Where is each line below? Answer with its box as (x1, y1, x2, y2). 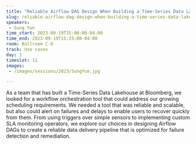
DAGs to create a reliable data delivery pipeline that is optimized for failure (6, 127, 185, 134)
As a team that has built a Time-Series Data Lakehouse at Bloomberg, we (6, 89, 182, 96)
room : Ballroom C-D (6, 41, 54, 47)
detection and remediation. (6, 132, 71, 140)
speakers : (6, 19, 30, 25)
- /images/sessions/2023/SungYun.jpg (8, 68, 100, 74)
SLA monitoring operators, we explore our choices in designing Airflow (6, 120, 176, 127)
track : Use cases (6, 47, 48, 52)
